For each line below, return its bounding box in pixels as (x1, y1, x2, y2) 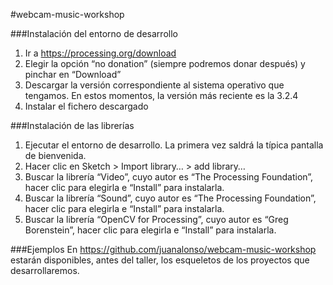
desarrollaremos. (10, 265, 80, 276)
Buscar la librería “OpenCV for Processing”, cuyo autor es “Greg (24, 214, 289, 225)
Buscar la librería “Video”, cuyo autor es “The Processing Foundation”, (24, 171, 314, 183)
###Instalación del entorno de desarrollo (10, 28, 178, 39)
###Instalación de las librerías (10, 120, 135, 131)
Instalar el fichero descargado (24, 100, 149, 112)
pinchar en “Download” (24, 69, 122, 80)
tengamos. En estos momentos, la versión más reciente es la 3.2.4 (24, 90, 299, 101)
